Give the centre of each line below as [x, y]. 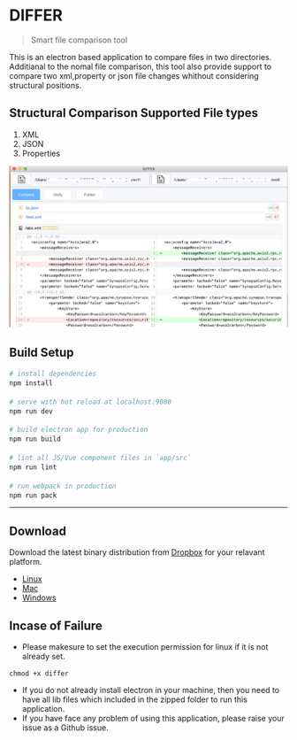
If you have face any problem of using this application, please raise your [153, 719]
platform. [26, 562]
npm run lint [33, 467]
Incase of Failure [56, 625]
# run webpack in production [63, 486]
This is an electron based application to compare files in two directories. [141, 57]
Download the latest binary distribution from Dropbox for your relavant [137, 552]
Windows [39, 597]
